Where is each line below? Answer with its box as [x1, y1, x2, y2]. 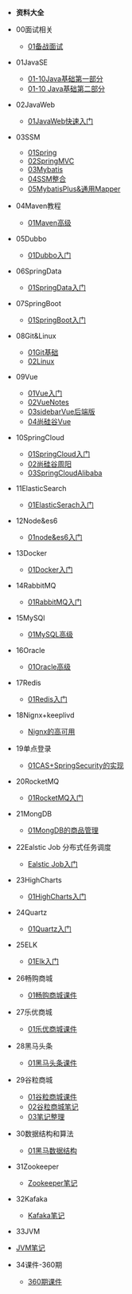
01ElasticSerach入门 [27, 500, 94, 509]
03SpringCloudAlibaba [27, 468, 103, 478]
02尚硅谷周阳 [27, 459, 72, 469]
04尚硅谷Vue [27, 417, 72, 426]
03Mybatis [27, 165, 64, 174]
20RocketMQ [15, 777, 60, 786]
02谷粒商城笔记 [27, 1102, 79, 1111]
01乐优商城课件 [27, 1025, 78, 1033]
